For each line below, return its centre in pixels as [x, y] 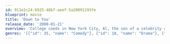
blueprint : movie [24, 15]
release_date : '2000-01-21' [35, 24]
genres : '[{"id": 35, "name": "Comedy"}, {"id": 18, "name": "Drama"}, [82, 33]
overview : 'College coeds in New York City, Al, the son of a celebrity [83, 29]
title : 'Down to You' [28, 19]
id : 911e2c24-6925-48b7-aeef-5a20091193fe [51, 10]
